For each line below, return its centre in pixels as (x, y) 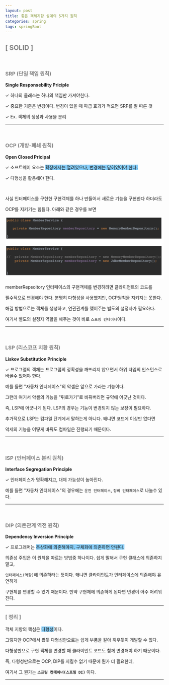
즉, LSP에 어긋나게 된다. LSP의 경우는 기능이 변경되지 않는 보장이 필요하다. (78, 407)
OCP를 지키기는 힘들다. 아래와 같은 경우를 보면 (51, 209)
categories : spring (26, 21)
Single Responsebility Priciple (37, 85)
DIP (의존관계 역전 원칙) (32, 525)
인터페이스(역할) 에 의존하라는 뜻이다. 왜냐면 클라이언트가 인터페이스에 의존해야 (81, 575)
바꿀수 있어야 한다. (23, 376)
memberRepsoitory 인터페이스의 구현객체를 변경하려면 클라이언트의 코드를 (79, 287)
